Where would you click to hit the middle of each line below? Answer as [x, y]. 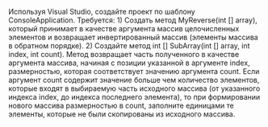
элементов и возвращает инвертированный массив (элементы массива [133, 37]
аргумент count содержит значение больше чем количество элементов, [134, 80]
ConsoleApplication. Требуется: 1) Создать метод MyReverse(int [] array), [133, 20]
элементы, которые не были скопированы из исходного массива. [122, 114]
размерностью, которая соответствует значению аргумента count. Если [134, 71]
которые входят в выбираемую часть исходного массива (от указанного [134, 88]
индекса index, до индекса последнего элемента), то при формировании [134, 97]
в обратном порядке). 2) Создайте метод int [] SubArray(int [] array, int [129, 46]
